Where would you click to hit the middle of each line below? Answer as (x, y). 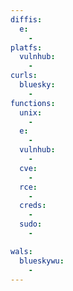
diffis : (26, 19)
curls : (24, 76)
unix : (31, 112)
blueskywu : (42, 261)
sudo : (31, 224)
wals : (21, 251)
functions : (33, 103)
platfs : (26, 47)
